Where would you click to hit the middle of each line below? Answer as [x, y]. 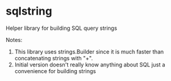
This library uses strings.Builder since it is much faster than [89, 51]
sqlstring [29, 11]
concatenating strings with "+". [53, 58]
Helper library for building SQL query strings [61, 28]
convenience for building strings [55, 71]
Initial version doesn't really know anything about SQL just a [90, 65]
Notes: [14, 40]
